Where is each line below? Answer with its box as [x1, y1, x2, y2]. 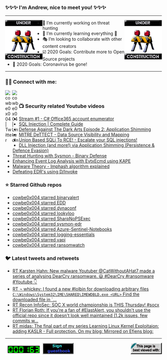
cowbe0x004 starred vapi [12, 237, 66, 243]
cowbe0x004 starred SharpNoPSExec [12, 216, 91, 222]
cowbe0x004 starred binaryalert [12, 195, 80, 201]
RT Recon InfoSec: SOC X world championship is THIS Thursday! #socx [12, 302, 160, 308]
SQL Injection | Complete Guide [19, 121, 83, 127]
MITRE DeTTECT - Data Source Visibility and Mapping [19, 131, 130, 137]
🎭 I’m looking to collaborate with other [42, 36, 122, 42]
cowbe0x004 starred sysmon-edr [12, 221, 82, 227]
